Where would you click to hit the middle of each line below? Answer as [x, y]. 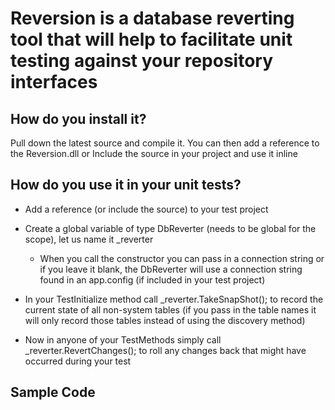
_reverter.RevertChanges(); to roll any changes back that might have [165, 350]
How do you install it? [78, 118]
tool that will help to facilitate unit [151, 39]
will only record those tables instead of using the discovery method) [165, 320]
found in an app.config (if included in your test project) [152, 279]
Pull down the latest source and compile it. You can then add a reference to [165, 143]
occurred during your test [78, 361]
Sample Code [53, 392]
